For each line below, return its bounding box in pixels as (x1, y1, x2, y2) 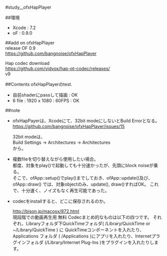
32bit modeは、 (12, 134, 45, 140)
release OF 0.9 (5, 45, 36, 51)
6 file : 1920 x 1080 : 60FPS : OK (12, 98, 79, 104)
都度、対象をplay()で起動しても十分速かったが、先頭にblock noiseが (12, 162, 154, 168)
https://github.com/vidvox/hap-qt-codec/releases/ (5, 65, 110, 71)
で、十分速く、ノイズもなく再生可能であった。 (12, 188, 110, 193)
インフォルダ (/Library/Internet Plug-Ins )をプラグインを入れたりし (17, 239, 154, 245)
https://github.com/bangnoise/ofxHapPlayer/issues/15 (12, 123, 125, 129)
